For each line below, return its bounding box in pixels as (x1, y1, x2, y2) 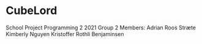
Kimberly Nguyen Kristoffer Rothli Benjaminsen (6, 30, 124, 37)
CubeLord (6, 4, 58, 18)
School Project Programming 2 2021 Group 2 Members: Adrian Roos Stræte (6, 24, 196, 31)
